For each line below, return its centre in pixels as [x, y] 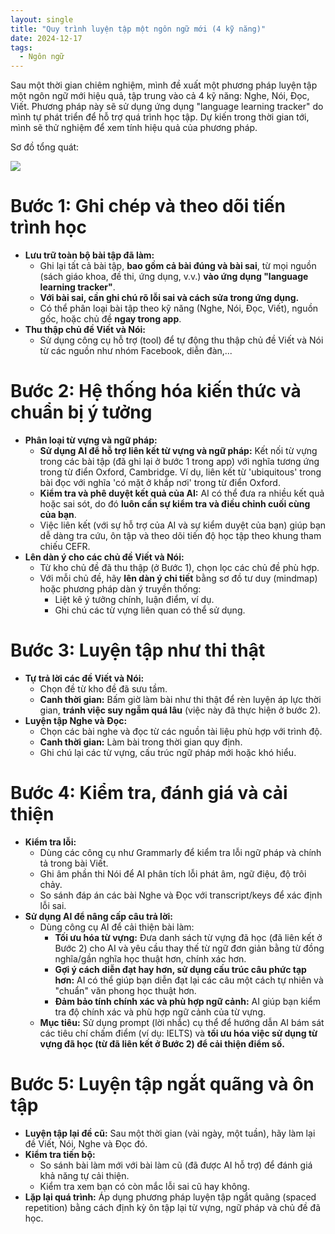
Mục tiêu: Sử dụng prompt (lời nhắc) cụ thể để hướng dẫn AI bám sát [182, 1022]
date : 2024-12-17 [46, 38]
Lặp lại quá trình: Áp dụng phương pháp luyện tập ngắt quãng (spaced [170, 1197]
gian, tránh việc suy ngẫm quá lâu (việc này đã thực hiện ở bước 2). [180, 710]
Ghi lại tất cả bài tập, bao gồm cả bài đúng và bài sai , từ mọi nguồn [178, 266]
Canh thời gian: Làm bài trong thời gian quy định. [141, 742]
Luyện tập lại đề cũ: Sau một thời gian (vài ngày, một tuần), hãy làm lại [170, 1133]
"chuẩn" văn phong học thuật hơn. [125, 990]
